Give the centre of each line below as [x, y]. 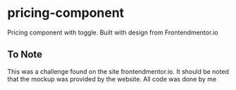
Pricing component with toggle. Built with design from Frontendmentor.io [113, 32]
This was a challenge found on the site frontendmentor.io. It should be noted [118, 71]
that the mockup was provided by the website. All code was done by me [112, 79]
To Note [25, 54]
